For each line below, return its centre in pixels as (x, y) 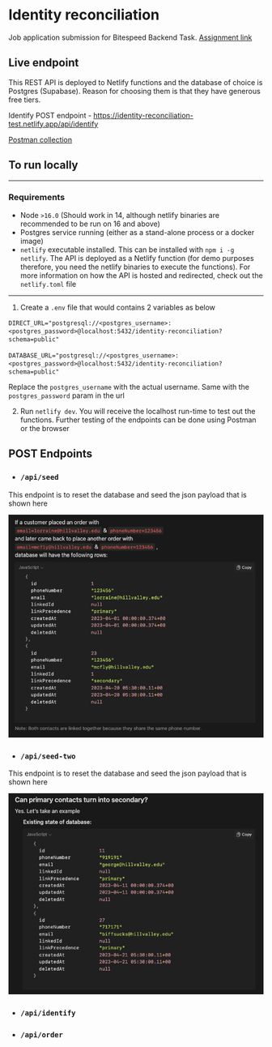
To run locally (43, 165)
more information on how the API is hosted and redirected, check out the (141, 275)
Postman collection (40, 139)
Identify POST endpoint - (50, 115)
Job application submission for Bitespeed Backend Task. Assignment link (130, 37)
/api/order (41, 1034)
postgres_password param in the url (67, 395)
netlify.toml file (48, 284)
